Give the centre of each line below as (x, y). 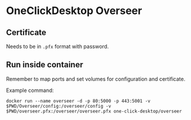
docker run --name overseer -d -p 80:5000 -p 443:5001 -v (78, 101)
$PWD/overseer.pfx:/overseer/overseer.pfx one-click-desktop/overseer (94, 111)
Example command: (30, 90)
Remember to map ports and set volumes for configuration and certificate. (96, 79)
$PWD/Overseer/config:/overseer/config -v (59, 106)
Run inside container (45, 65)
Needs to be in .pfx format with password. (57, 46)
